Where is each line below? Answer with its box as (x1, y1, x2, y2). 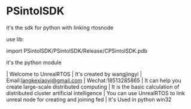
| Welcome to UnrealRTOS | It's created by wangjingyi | (6, 70, 143, 77)
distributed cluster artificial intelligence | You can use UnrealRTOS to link (6, 89, 186, 96)
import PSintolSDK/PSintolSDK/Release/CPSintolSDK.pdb (6, 47, 148, 54)
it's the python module (6, 59, 62, 66)
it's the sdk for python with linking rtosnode (6, 24, 114, 31)
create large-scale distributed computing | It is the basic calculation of (6, 83, 180, 90)
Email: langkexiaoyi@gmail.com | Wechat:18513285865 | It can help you (6, 77, 181, 84)
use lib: (6, 35, 25, 43)
